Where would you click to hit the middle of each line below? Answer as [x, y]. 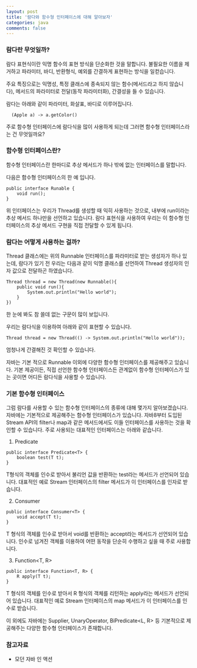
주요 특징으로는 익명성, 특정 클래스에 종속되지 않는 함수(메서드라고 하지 [87, 84]
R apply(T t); [34, 576]
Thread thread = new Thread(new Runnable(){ [61, 282]
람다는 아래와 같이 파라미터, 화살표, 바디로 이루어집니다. [70, 103]
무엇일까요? [32, 134]
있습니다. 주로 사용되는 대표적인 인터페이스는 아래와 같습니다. [93, 430]
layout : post [22, 12]
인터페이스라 [175, 126]
